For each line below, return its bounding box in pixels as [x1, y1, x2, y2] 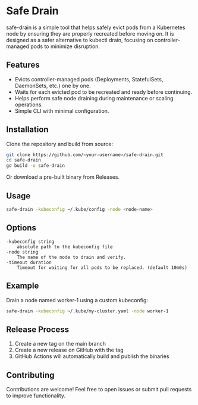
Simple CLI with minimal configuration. [14, 107, 109, 114]
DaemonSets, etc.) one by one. [14, 82, 91, 89]
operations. [14, 101, 43, 108]
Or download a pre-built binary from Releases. [6, 173, 120, 181]
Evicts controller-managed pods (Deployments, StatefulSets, [14, 75, 164, 83]
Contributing [6, 370, 55, 380]
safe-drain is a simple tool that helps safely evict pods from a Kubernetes [6, 24, 186, 31]
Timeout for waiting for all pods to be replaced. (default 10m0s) [17, 264, 187, 271]
